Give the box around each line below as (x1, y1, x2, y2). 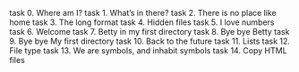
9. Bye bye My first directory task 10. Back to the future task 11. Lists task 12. (9, 36, 291, 46)
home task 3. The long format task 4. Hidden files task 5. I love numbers (9, 17, 275, 28)
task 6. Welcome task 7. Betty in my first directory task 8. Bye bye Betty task (9, 27, 290, 36)
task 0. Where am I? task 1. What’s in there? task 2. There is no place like (9, 8, 277, 18)
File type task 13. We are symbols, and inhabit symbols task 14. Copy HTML (9, 45, 288, 56)
